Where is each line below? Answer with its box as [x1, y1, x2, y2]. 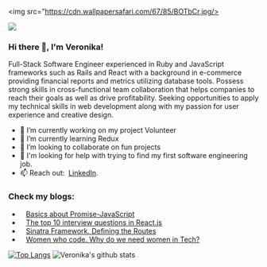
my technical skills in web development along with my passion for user [8, 102, 240, 111]
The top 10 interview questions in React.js [25, 218, 163, 227]
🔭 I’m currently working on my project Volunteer [19, 126, 177, 135]
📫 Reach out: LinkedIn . [19, 168, 99, 178]
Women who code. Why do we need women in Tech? [25, 234, 200, 244]
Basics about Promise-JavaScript [25, 209, 135, 219]
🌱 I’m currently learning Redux [19, 134, 119, 144]
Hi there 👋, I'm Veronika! [8, 41, 104, 52]
